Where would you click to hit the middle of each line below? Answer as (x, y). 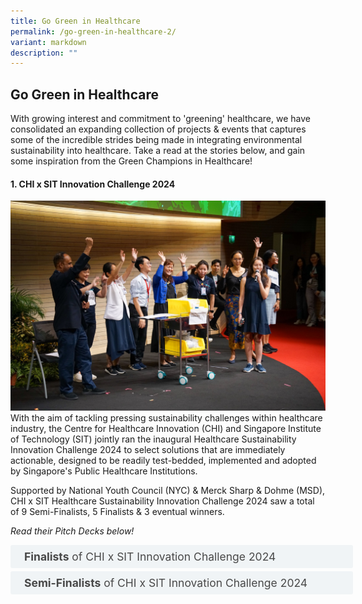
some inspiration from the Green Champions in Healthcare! (131, 161)
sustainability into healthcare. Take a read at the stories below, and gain (158, 151)
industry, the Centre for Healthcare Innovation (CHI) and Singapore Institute (166, 428)
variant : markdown (48, 42)
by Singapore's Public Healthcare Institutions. (104, 471)
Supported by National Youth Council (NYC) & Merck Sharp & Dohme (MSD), (168, 490)
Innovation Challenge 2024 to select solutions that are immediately (148, 449)
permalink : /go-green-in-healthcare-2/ (93, 31)
